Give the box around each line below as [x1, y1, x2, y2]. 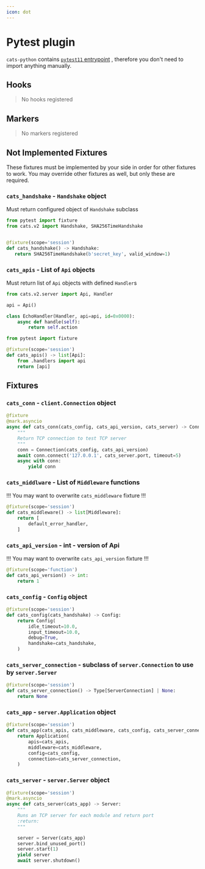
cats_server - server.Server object [6, 776, 110, 785]
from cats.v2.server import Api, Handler [6, 291, 113, 297]
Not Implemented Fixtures [6, 147, 108, 158]
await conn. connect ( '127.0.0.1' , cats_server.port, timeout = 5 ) [17, 453, 182, 459]
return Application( [17, 733, 70, 740]
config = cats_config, [28, 750, 81, 756]
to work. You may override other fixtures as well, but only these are [6, 170, 175, 177]
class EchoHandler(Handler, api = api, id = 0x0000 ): [6, 313, 135, 319]
